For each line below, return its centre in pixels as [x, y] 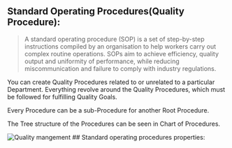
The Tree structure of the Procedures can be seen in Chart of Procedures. [114, 124]
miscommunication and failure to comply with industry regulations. [120, 68]
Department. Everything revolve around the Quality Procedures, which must [116, 89]
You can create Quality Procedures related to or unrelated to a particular [111, 82]
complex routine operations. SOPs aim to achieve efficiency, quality [121, 54]
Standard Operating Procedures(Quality [96, 11]
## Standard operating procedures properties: [139, 137]
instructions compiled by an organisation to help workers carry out [120, 46]
